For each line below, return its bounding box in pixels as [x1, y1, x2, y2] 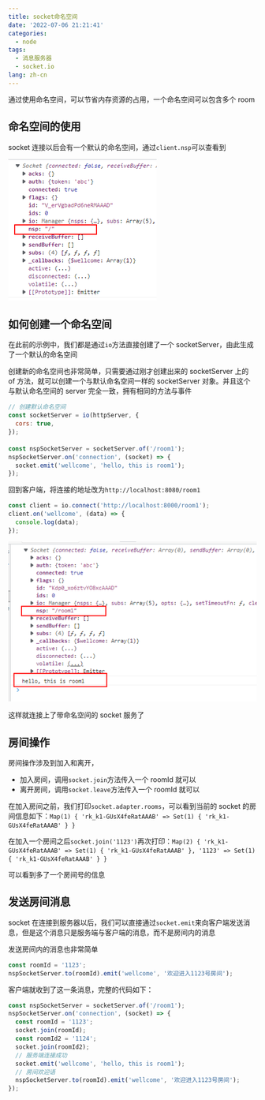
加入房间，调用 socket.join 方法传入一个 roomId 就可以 [19, 775, 196, 784]
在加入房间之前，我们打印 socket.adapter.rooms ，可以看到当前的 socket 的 [8, 802, 250, 811]
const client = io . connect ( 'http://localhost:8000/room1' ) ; [8, 502, 211, 510]
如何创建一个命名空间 [8, 317, 112, 331]
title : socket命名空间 [8, 13, 78, 21]
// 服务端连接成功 [15, 1051, 68, 1059]
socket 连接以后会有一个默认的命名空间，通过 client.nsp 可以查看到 [8, 142, 226, 152]
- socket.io [15, 63, 55, 71]
